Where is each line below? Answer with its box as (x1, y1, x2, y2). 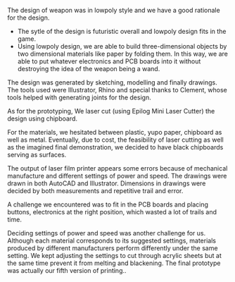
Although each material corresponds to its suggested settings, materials (7, 236, 217, 245)
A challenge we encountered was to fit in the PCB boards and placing (7, 200, 209, 209)
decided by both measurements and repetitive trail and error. (7, 187, 184, 195)
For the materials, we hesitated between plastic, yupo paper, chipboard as (7, 128, 222, 136)
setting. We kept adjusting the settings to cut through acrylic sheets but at (7, 252, 222, 259)
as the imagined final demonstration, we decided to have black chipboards (7, 143, 224, 151)
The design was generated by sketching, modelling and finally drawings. (7, 78, 217, 87)
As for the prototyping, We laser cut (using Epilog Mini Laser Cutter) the (7, 107, 215, 115)
